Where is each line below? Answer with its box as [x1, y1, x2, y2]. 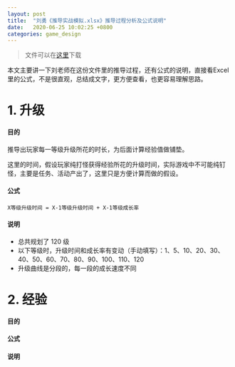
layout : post [7, 10, 46, 18]
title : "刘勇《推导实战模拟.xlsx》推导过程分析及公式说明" [7, 17, 167, 24]
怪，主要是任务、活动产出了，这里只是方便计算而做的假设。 [7, 169, 182, 177]
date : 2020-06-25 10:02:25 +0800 [7, 24, 113, 31]
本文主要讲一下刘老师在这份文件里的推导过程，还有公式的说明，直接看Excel [7, 66, 229, 75]
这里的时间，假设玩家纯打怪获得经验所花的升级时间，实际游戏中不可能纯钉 [7, 160, 226, 168]
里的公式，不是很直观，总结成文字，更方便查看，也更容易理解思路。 [7, 75, 207, 83]
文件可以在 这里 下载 [24, 51, 82, 59]
